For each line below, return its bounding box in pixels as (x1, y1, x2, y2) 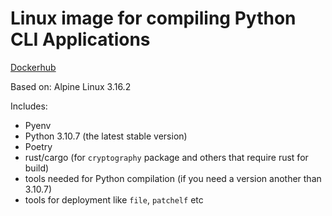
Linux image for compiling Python (10, 7, 297, 30)
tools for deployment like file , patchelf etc (24, 193, 204, 206)
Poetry (24, 140, 53, 152)
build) (24, 162, 50, 174)
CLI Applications (10, 28, 151, 51)
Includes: (10, 100, 48, 112)
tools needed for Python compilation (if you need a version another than (24, 172, 322, 184)
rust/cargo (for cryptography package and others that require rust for (24, 151, 309, 163)
